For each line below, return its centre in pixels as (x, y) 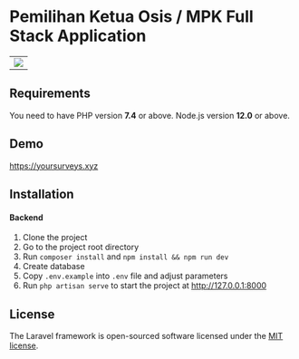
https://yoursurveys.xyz (54, 166)
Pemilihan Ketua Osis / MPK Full (131, 17)
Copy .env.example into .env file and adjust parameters (125, 276)
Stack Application (78, 36)
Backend (26, 217)
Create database (53, 267)
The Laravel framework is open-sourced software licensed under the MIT (146, 335)
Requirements (50, 94)
